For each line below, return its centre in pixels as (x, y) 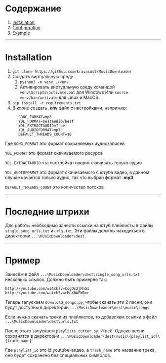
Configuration (26, 27)
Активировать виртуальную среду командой (67, 87)
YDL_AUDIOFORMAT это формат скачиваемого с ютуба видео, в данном (77, 172)
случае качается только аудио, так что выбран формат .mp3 (69, 177)
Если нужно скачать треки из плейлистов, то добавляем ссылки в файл (81, 317)
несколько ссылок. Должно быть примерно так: (56, 279)
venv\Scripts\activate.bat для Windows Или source (74, 92)
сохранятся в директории (32, 336)
